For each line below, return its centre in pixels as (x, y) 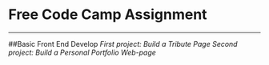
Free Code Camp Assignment (108, 15)
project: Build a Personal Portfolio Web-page (82, 52)
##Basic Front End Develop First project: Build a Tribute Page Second (123, 44)
